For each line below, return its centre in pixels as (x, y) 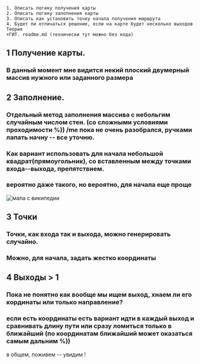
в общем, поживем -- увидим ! (46, 354)
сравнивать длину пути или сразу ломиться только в (89, 326)
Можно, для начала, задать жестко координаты (81, 258)
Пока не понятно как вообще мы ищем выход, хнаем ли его (99, 294)
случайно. (22, 242)
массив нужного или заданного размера (70, 78)
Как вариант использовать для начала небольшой (85, 154)
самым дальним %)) (38, 341)
